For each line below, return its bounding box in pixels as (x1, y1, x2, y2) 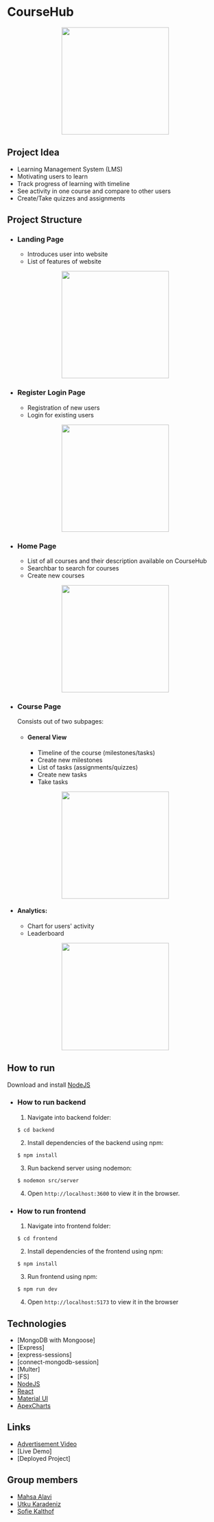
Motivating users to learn (16, 172, 88, 181)
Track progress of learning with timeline (16, 179, 130, 187)
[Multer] (16, 1365, 40, 1373)
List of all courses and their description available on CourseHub (27, 557, 207, 565)
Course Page (16, 702, 62, 711)
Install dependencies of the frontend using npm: (27, 1247, 163, 1256)
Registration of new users (27, 403, 100, 412)
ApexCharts (16, 1401, 51, 1409)
